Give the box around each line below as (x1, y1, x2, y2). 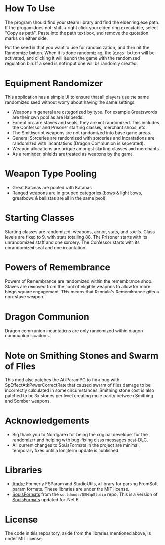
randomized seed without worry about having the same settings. (5, 99, 136, 105)
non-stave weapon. (5, 293, 45, 299)
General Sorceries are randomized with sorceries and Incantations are (12, 135, 155, 141)
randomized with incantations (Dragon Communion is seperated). (12, 140, 145, 146)
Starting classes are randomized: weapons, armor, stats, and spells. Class (5, 228, 155, 235)
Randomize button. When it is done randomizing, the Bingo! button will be (5, 50, 155, 56)
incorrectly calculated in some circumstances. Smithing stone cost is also (5, 387, 154, 393)
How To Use (5, 3, 55, 14)
